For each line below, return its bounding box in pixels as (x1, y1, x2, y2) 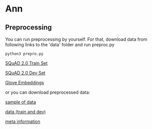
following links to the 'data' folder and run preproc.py (5, 42, 115, 48)
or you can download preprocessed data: (5, 89, 90, 95)
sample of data (5, 99, 36, 105)
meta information (5, 118, 40, 124)
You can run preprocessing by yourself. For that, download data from (5, 36, 147, 42)
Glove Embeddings (5, 80, 44, 85)
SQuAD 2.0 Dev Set (5, 70, 46, 76)
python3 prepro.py (5, 51, 43, 56)
